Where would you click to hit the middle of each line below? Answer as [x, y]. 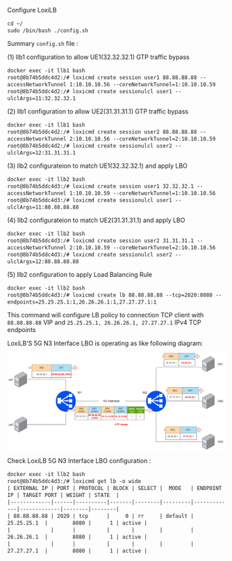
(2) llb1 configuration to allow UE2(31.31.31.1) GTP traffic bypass [98, 111]
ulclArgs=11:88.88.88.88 [43, 207]
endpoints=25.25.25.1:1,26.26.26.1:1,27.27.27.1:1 [82, 302]
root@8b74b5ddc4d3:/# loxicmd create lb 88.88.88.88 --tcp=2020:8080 [110, 295]
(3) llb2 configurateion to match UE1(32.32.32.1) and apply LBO [97, 166]
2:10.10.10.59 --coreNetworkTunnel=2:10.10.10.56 [142, 248]
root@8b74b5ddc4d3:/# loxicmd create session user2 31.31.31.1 [101, 241]
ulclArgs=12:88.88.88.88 [43, 262]
